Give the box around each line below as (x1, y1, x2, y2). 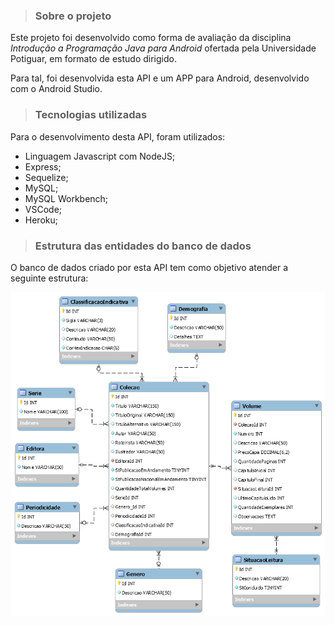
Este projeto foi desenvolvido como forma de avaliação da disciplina (10, 32, 292, 44)
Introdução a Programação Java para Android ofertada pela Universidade (10, 42, 317, 54)
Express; (24, 160, 62, 173)
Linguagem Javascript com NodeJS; (24, 150, 176, 162)
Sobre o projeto (34, 9, 112, 23)
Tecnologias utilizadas (34, 108, 148, 122)
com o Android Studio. (10, 83, 103, 95)
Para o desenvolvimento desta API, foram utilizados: (10, 130, 226, 143)
